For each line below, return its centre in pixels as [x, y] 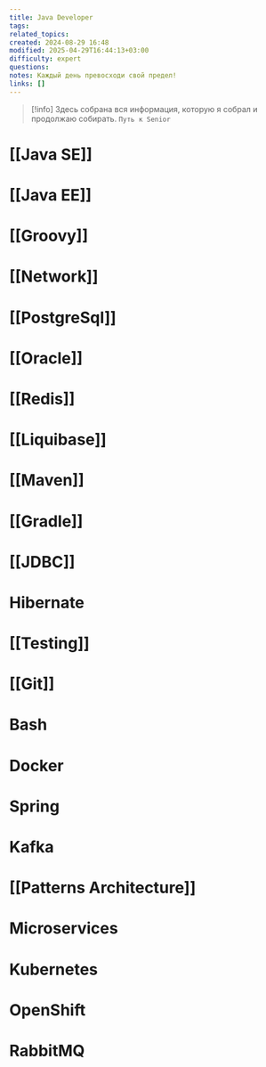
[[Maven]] [47, 481]
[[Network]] [54, 277]
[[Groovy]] [49, 236]
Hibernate [47, 603]
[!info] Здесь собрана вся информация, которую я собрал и [144, 109]
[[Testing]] [50, 643]
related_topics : [39, 34]
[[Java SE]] [51, 155]
